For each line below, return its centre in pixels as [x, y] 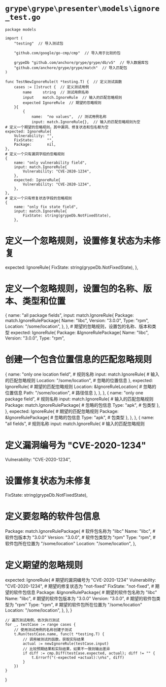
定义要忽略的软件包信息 [53, 516]
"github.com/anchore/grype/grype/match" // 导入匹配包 [70, 68]
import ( [14, 38]
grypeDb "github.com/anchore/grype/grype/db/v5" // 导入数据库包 [81, 63]
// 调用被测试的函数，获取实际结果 [54, 639]
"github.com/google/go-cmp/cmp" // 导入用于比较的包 [67, 53]
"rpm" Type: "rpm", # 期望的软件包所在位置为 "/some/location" [78, 604]
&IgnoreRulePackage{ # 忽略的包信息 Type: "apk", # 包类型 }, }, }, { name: [80, 417]
